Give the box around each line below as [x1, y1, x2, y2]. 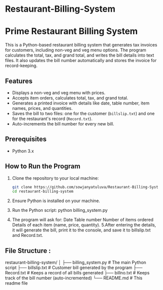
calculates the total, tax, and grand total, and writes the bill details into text [5, 52, 154, 58]
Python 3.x [12, 148, 34, 154]
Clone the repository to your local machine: [12, 175, 99, 181]
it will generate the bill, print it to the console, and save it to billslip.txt [12, 227, 151, 233]
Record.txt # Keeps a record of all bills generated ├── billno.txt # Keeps [5, 270, 150, 276]
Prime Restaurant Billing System [5, 26, 138, 37]
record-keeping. [5, 62, 38, 69]
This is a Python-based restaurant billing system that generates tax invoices [5, 42, 157, 48]
